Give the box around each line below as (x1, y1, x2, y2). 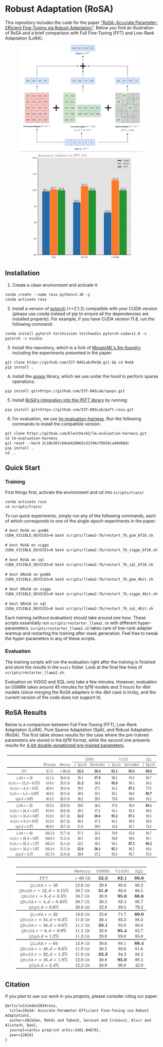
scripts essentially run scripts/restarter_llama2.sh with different (5, 620, 137, 626)
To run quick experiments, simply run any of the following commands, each (5, 513, 156, 519)
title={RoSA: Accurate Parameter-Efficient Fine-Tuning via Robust (9, 1008, 149, 1013)
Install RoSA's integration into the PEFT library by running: (12, 397, 128, 403)
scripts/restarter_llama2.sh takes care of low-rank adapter (30, 625, 152, 631)
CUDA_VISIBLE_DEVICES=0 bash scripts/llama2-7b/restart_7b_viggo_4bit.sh (5, 592, 158, 597)
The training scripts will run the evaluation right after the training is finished (5, 659, 156, 665)
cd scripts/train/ (5, 504, 42, 509)
